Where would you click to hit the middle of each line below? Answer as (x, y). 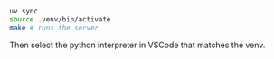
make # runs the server (54, 28)
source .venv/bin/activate (60, 19)
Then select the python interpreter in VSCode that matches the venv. (137, 45)
